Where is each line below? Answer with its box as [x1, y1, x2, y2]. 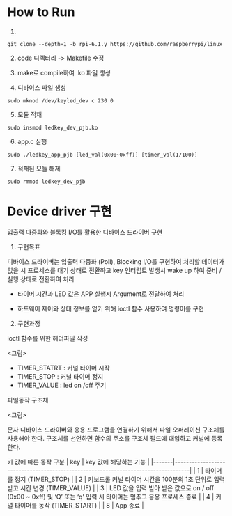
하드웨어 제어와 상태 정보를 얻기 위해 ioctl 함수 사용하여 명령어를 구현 [17, 304, 204, 313]
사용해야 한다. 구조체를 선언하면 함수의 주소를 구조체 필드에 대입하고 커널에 [7, 434, 210, 442]
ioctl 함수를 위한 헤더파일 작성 [7, 334, 88, 342]
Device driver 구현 [7, 203, 112, 219]
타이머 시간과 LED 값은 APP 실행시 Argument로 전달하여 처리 [17, 290, 185, 298]
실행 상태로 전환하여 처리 [7, 274, 75, 283]
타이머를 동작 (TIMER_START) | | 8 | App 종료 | [14, 501, 144, 509]
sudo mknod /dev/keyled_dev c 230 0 [7, 97, 114, 104]
